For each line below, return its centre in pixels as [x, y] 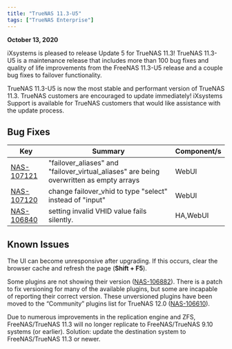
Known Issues [38, 245]
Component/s [198, 151]
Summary [109, 151]
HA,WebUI [192, 216]
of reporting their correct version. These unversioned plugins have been [110, 297]
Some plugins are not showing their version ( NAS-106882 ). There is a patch [115, 282]
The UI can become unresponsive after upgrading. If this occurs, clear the [113, 261]
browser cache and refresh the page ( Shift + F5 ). [77, 268]
